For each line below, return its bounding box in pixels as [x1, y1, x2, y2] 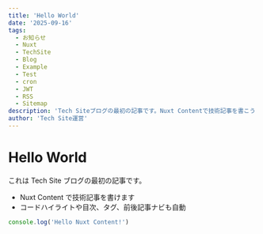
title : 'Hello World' [8, 11, 80, 20]
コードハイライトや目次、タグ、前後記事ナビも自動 [19, 202, 186, 212]
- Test [15, 70, 37, 78]
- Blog [15, 56, 37, 64]
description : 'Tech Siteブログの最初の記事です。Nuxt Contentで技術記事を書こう [8, 108, 256, 115]
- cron [15, 77, 37, 85]
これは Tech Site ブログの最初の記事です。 [8, 175, 147, 185]
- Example [15, 63, 48, 71]
